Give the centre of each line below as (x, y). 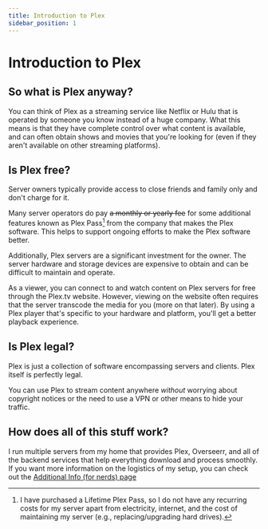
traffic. (19, 407)
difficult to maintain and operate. (62, 272)
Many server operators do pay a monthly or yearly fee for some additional (130, 213)
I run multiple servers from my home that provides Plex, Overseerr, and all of (134, 451)
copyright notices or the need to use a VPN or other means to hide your (126, 398)
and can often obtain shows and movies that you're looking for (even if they (132, 136)
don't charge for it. (39, 198)
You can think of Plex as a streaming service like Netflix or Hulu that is (123, 111)
